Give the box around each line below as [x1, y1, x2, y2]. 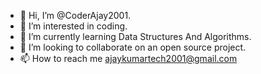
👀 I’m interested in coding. [19, 20, 128, 32]
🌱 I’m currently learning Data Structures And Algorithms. [19, 31, 252, 42]
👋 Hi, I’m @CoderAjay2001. [19, 10, 132, 21]
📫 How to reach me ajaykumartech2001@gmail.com [19, 53, 238, 64]
